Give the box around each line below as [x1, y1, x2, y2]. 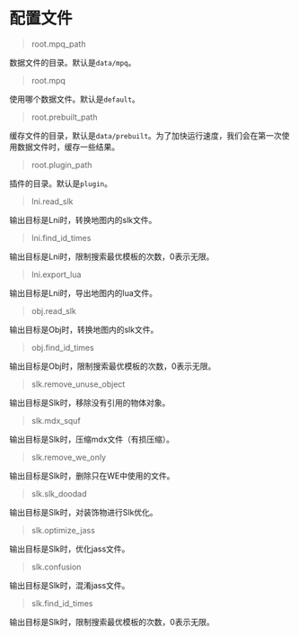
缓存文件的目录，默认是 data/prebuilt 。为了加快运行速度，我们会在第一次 [9, 130, 283, 140]
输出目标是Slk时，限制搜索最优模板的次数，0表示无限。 [9, 616, 215, 627]
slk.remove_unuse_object [31, 379, 126, 390]
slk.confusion [31, 561, 82, 572]
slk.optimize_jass [31, 524, 96, 535]
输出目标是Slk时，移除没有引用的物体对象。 [9, 397, 171, 408]
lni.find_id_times [31, 232, 92, 243]
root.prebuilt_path [31, 112, 98, 122]
